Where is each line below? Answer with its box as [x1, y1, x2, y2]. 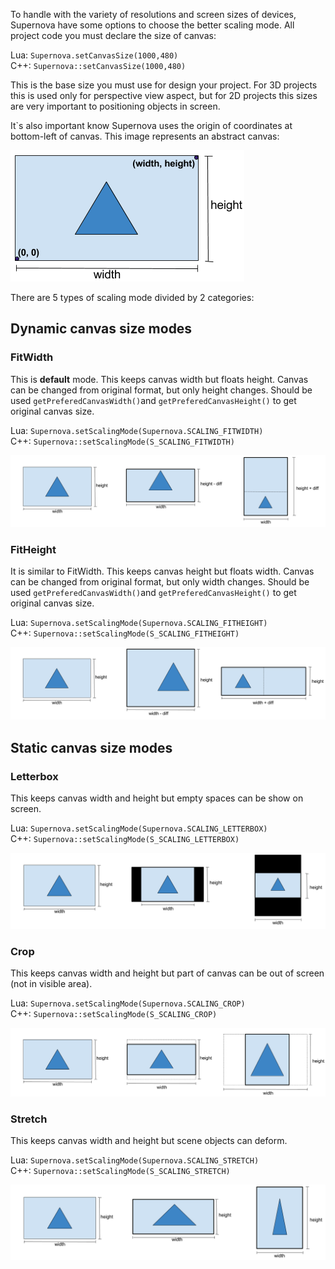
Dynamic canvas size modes [10, 320, 193, 338]
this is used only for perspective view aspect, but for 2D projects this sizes [10, 90, 318, 101]
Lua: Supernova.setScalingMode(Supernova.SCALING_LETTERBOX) [10, 822, 268, 834]
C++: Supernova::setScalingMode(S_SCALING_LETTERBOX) [10, 833, 240, 844]
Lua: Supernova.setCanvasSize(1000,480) [10, 49, 179, 61]
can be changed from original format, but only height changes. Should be [10, 384, 313, 396]
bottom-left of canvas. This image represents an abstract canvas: [10, 130, 280, 142]
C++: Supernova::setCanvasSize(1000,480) [10, 60, 187, 71]
